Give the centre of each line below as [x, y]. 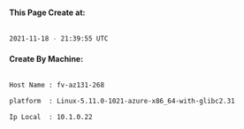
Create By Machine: [46, 58]
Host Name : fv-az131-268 [57, 85]
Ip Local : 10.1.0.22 [51, 118]
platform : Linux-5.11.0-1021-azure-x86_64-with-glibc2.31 [122, 102]
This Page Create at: [47, 12]
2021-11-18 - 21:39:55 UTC [59, 39]
